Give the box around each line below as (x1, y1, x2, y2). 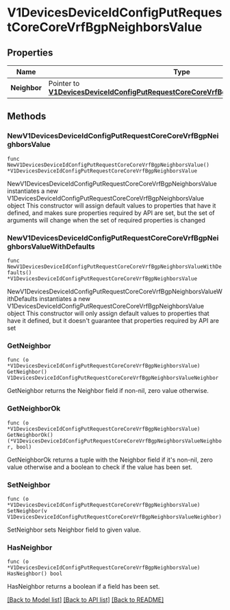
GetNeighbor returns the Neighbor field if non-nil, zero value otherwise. (7, 387, 209, 395)
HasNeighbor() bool (7, 570, 63, 578)
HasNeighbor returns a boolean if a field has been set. (7, 583, 160, 591)
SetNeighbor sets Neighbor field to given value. (7, 526, 142, 534)
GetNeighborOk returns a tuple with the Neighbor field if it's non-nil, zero (7, 455, 214, 464)
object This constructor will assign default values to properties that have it (7, 201, 216, 210)
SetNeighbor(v (7, 507, 48, 515)
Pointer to (48, 79, 80, 88)
